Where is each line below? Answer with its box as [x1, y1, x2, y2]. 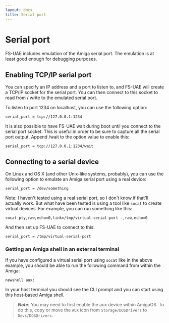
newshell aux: [5, 278, 35, 283]
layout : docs [5, 7, 33, 13]
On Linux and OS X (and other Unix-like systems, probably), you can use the [5, 171, 164, 177]
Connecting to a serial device [5, 157, 99, 166]
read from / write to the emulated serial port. [5, 95, 97, 101]
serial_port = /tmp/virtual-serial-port [5, 234, 92, 239]
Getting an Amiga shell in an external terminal [5, 246, 120, 253]
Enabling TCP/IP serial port [5, 70, 92, 79]
